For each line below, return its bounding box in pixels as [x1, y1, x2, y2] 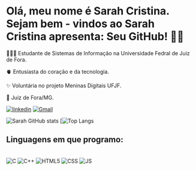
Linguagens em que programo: [6, 135, 124, 145]
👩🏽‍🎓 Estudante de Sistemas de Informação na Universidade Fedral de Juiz [6, 49, 190, 56]
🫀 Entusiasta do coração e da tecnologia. [6, 68, 110, 75]
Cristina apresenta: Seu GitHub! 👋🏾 [6, 30, 185, 43]
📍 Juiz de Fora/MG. [6, 94, 54, 101]
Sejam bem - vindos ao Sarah [6, 17, 155, 31]
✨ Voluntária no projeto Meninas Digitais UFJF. [6, 82, 122, 89]
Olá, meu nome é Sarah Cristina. [6, 4, 170, 18]
